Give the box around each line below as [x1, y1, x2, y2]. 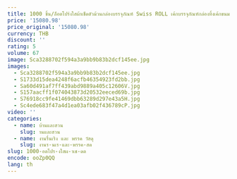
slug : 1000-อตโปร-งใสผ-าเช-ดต [7, 148, 87, 155]
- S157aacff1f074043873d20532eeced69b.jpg [13, 89, 140, 96]
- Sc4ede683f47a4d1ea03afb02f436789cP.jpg [13, 102, 140, 109]
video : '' [7, 109, 37, 116]
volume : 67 [7, 50, 39, 57]
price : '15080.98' [7, 17, 61, 24]
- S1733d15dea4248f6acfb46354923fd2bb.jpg [13, 75, 140, 83]
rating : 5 [7, 43, 37, 50]
